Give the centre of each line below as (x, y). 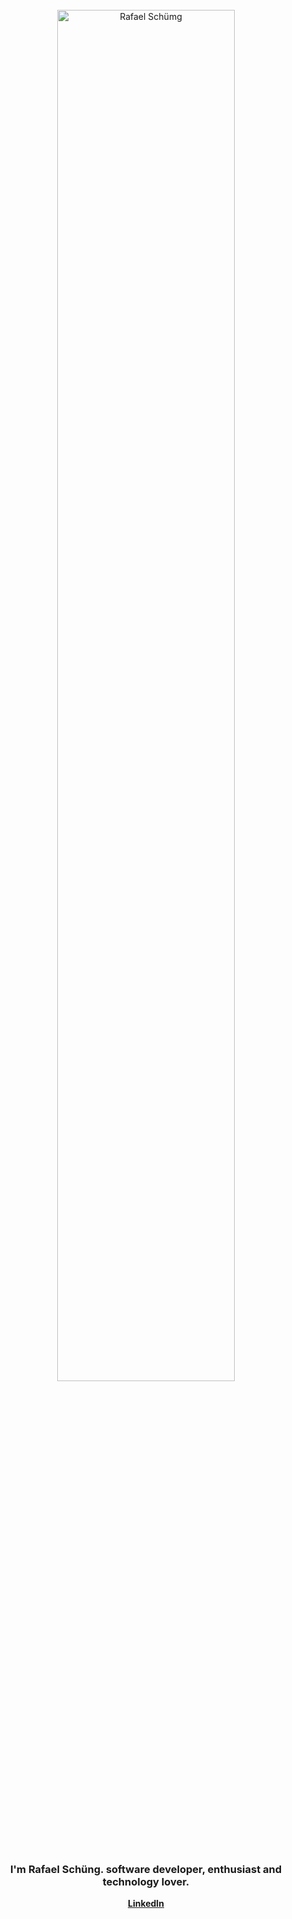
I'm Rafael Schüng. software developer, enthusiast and (145, 1869)
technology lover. (146, 1881)
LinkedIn (146, 1904)
